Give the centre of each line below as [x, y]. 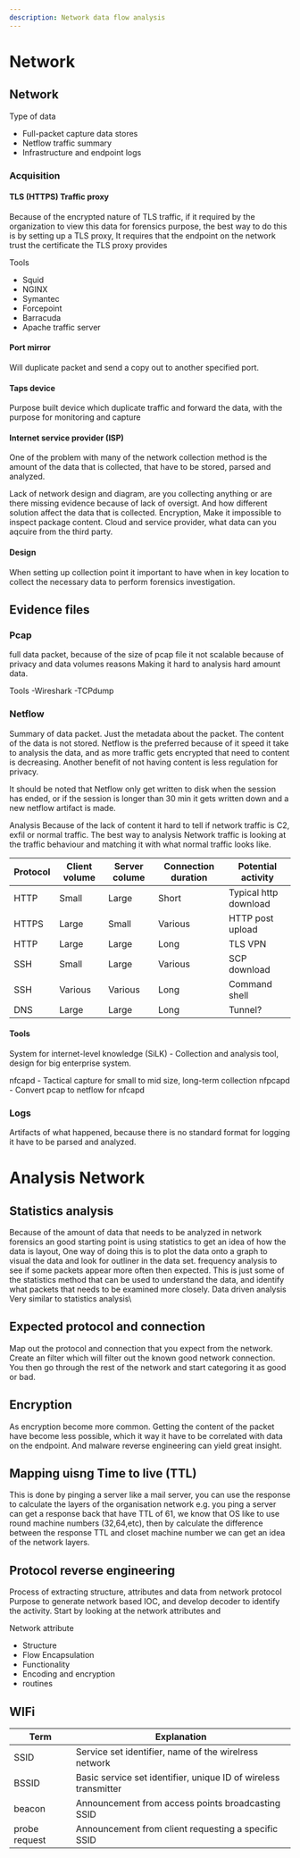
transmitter [99, 1789]
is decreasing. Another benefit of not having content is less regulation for [144, 762]
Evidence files [50, 610]
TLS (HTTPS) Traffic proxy [59, 197]
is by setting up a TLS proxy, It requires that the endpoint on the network [143, 235]
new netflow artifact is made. [62, 808]
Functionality [46, 1665]
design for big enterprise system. [71, 1063]
